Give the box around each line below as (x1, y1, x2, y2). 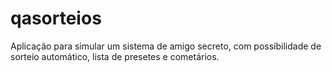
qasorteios (10, 7, 102, 30)
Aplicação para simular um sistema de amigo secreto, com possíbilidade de (10, 40, 322, 52)
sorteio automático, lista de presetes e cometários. (10, 50, 220, 62)
